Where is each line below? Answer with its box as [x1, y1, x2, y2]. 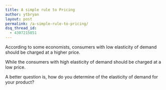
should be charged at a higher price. [5, 49, 80, 55]
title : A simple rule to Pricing [5, 7, 75, 12]
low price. [5, 64, 26, 70]
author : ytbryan [5, 12, 39, 17]
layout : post [5, 16, 33, 21]
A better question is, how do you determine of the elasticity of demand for [5, 74, 158, 80]
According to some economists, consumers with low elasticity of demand [5, 44, 157, 50]
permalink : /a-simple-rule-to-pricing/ [5, 21, 89, 26]
